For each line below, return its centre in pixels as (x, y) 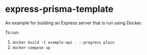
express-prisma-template (59, 9)
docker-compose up (31, 48)
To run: (12, 32)
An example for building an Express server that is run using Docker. (74, 23)
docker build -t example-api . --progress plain (63, 42)
